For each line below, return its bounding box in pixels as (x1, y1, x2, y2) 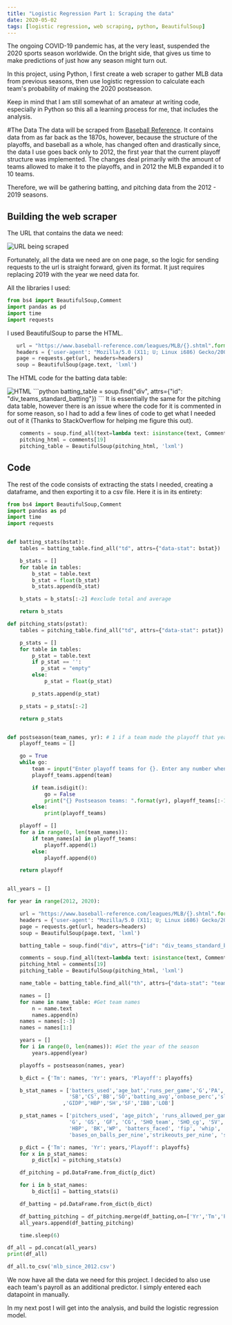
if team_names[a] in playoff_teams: (32, 835, 137, 842)
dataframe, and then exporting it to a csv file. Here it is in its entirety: (7, 487, 202, 495)
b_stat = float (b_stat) (32, 577, 100, 584)
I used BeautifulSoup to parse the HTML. (7, 328, 123, 337)
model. (7, 1311, 27, 1319)
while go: (19, 759, 48, 766)
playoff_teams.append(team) (32, 772, 113, 778)
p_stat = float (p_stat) (43, 678, 113, 685)
